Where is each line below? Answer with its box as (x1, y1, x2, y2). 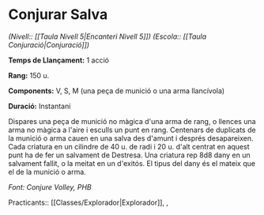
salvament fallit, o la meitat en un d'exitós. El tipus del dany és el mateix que (8, 158, 255, 168)
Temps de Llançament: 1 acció (8, 55, 109, 65)
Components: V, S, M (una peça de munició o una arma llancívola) (8, 85, 225, 96)
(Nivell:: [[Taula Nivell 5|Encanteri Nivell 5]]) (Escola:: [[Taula (8, 32, 207, 41)
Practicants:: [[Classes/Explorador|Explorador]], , (8, 198, 168, 207)
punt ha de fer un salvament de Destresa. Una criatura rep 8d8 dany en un (8, 150, 251, 160)
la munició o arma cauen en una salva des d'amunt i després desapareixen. (8, 133, 255, 143)
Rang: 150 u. (8, 70, 50, 80)
